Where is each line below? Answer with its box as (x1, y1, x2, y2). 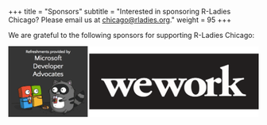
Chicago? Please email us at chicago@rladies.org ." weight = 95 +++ (8, 15, 232, 25)
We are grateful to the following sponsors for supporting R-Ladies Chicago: (8, 31, 255, 40)
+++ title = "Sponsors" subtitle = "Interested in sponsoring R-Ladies (8, 7, 231, 16)
